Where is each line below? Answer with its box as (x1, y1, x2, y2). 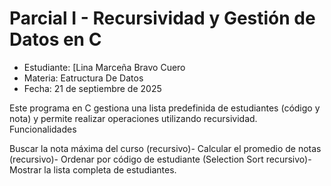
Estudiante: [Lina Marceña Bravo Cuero (23, 61, 186, 73)
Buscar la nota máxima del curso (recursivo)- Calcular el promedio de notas (9, 142, 322, 154)
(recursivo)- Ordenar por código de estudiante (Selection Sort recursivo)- (9, 153, 312, 165)
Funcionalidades (9, 123, 77, 135)
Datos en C (9, 28, 102, 51)
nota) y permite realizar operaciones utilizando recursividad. (9, 112, 258, 124)
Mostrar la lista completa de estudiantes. (9, 163, 177, 176)
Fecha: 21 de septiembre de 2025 (23, 82, 162, 94)
